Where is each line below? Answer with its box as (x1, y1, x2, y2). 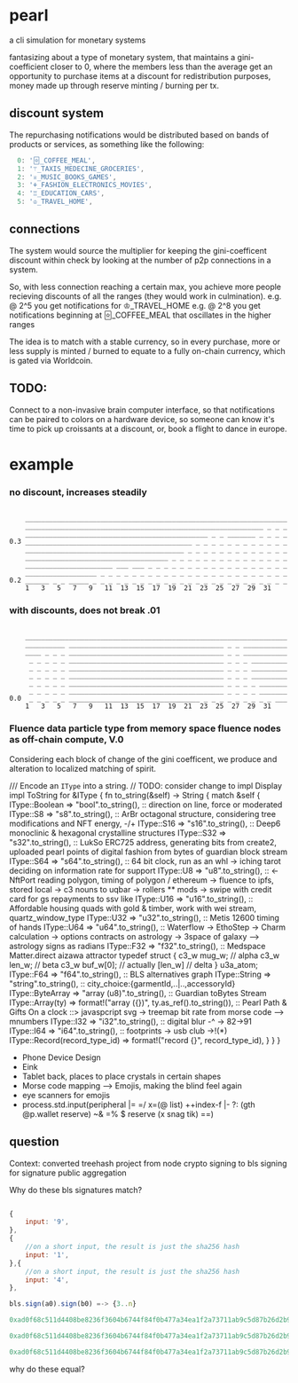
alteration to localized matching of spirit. (9, 763, 157, 774)
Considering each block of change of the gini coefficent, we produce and (9, 753, 278, 764)
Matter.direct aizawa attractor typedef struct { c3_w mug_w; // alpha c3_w (9, 950, 280, 961)
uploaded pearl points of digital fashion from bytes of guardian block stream (9, 846, 288, 857)
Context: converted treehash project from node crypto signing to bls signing (9, 1158, 287, 1168)
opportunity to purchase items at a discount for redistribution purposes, (9, 70, 271, 81)
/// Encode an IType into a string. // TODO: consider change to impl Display (9, 780, 282, 790)
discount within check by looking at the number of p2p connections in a (9, 255, 272, 265)
